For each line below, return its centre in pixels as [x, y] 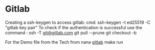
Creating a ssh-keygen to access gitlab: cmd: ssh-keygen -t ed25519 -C [78, 22]
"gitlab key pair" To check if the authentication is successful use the [74, 27]
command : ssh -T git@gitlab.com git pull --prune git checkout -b [71, 33]
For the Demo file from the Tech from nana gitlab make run [64, 42]
